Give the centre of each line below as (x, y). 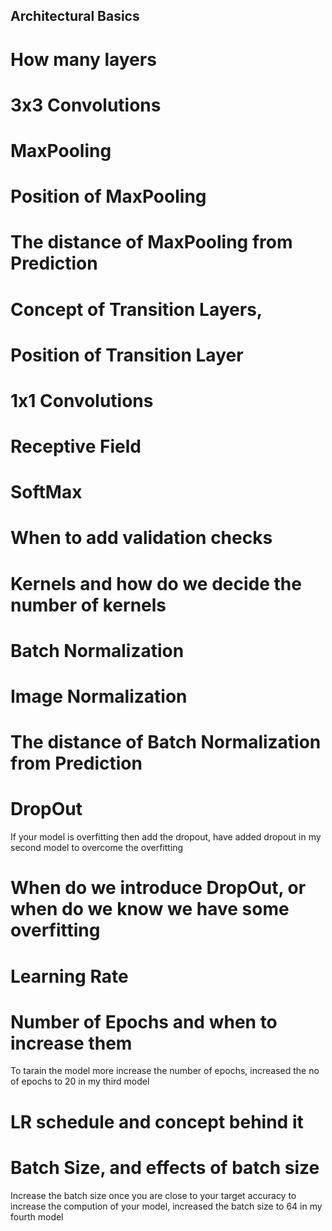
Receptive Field (76, 446)
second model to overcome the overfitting (97, 848)
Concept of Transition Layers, (136, 309)
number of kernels (88, 605)
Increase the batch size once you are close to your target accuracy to (153, 1195)
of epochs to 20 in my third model (80, 1081)
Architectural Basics (75, 16)
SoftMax (46, 492)
